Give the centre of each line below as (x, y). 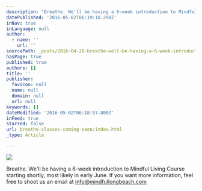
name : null (25, 90)
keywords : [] (23, 107)
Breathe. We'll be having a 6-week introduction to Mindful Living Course (96, 169)
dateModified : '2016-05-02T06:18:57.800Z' (60, 113)
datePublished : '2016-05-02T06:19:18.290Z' (62, 17)
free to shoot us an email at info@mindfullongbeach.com (77, 181)
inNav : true (21, 23)
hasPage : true (24, 57)
